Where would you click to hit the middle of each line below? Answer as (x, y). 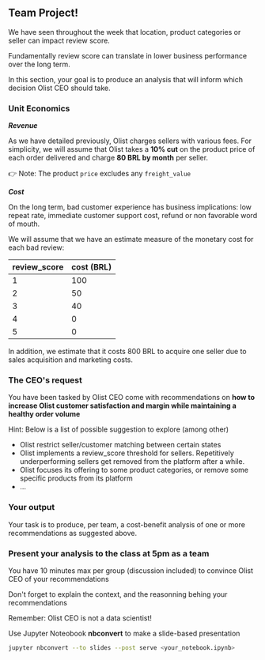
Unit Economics (39, 108)
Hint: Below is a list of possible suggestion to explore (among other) (119, 429)
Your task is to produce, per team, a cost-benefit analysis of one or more (127, 524)
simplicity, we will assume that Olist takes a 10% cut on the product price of (132, 149)
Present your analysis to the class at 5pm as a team (109, 553)
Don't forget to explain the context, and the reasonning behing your (118, 594)
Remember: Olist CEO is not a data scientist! (80, 618)
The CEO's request (45, 380)
